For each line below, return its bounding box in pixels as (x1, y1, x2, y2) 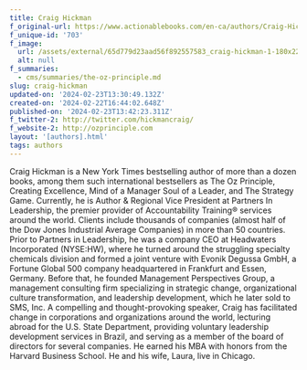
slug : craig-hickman (9, 81, 89, 90)
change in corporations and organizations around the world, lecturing (9, 312, 271, 322)
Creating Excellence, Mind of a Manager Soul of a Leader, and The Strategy (9, 185, 294, 196)
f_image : (9, 38, 43, 48)
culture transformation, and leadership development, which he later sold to (9, 291, 291, 302)
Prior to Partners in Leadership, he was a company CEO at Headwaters (9, 234, 277, 245)
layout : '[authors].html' (9, 132, 108, 142)
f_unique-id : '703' (9, 30, 84, 39)
